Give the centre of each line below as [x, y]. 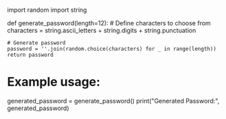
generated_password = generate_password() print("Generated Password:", [113, 101]
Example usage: [54, 82]
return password [30, 55]
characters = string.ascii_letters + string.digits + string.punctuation [102, 30]
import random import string [47, 10]
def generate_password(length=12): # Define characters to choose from [109, 23]
